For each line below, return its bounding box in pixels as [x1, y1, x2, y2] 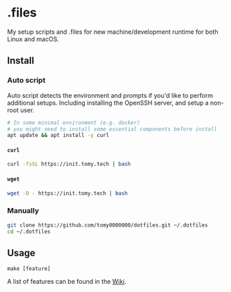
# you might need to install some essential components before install [7, 125, 217, 132]
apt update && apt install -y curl [7, 132, 110, 139]
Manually [7, 206, 39, 216]
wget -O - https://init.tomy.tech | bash [7, 189, 128, 197]
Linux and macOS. [7, 34, 59, 43]
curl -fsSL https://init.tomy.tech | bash [7, 160, 131, 168]
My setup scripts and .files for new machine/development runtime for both [7, 28, 219, 36]
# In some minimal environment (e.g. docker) [7, 119, 140, 126]
